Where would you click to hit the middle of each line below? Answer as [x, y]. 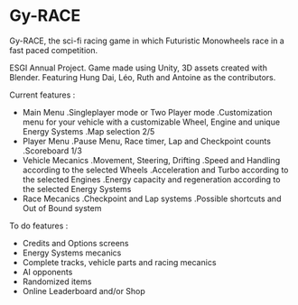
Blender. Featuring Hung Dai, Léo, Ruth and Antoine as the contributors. [143, 77]
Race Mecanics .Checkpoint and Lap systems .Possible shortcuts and [152, 199]
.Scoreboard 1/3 [52, 151]
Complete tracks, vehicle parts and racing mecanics [119, 262]
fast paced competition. [54, 50]
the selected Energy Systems [77, 189]
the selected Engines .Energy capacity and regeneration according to [151, 179]
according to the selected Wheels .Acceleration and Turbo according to [155, 170]
